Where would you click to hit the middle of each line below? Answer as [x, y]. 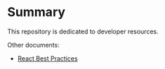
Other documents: [33, 45]
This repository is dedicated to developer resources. [83, 31]
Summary [36, 12]
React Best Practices [48, 58]
